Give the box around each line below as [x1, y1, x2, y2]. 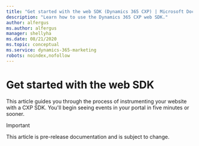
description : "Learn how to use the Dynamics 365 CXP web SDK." [6, 14, 168, 20]
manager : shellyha [6, 31, 52, 37]
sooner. [6, 110, 25, 117]
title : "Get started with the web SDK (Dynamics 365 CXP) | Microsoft [6, 8, 184, 15]
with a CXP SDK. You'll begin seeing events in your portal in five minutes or [6, 104, 190, 111]
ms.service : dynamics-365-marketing [6, 47, 97, 53]
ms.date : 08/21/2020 [6, 36, 57, 42]
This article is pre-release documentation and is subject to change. [6, 133, 170, 140]
